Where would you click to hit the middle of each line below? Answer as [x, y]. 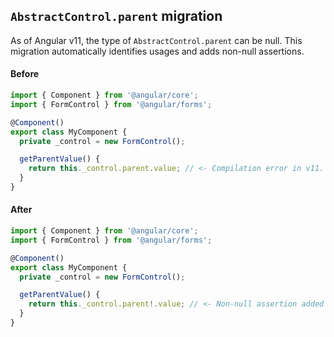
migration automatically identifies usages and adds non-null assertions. [157, 51]
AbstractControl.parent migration [116, 16]
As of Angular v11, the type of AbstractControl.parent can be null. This [156, 40]
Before [25, 74]
